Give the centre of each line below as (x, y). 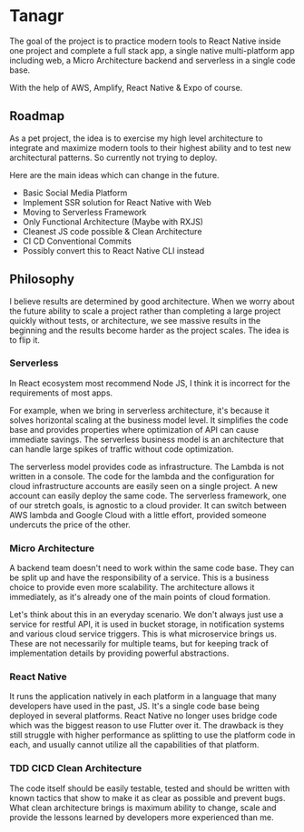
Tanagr (37, 16)
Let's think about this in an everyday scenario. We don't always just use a (147, 615)
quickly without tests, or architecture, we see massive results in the (135, 320)
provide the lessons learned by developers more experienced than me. (142, 817)
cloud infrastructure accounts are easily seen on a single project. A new (144, 486)
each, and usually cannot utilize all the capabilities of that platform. (134, 745)
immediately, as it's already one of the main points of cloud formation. (140, 597)
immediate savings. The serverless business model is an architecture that (147, 439)
